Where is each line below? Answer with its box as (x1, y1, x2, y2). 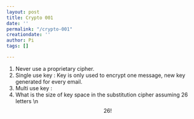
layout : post (6, 9, 40, 15)
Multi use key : (15, 84, 53, 92)
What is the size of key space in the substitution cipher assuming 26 (15, 91, 188, 98)
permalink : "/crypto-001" (6, 26, 72, 32)
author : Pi (6, 37, 34, 43)
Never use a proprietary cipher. (15, 65, 95, 72)
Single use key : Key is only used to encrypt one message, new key (15, 71, 185, 79)
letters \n (15, 97, 39, 104)
